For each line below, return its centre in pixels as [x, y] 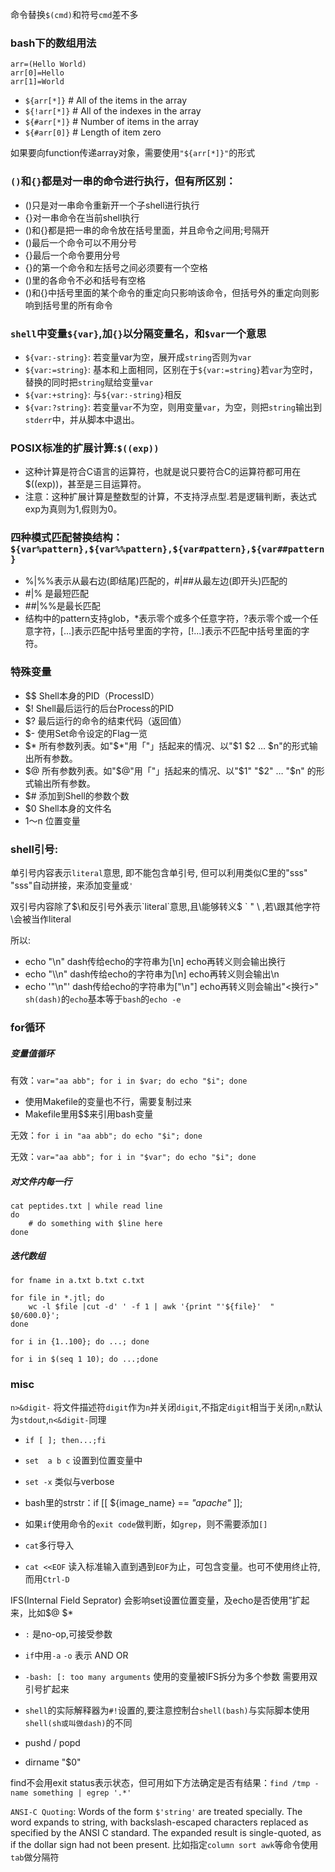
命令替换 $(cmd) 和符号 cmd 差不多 [74, 14]
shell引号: [34, 849]
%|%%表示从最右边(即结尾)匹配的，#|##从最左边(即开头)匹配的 [156, 581]
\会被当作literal [41, 919]
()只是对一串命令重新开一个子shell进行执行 [112, 205]
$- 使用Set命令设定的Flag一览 [86, 733]
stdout [33, 1421]
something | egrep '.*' [82, 1793]
